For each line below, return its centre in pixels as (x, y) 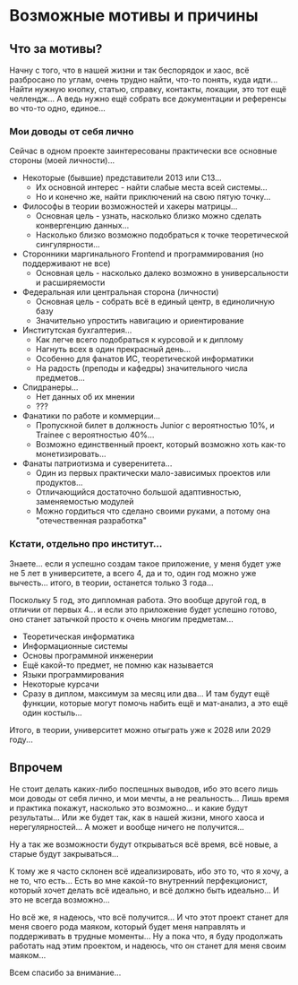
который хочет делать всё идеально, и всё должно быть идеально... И (144, 890)
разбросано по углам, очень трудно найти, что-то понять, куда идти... (144, 80)
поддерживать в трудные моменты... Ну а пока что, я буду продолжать (146, 937)
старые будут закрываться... (64, 854)
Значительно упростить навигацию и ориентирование (140, 321)
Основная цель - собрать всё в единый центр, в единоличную (155, 302)
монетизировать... (71, 454)
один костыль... (52, 713)
